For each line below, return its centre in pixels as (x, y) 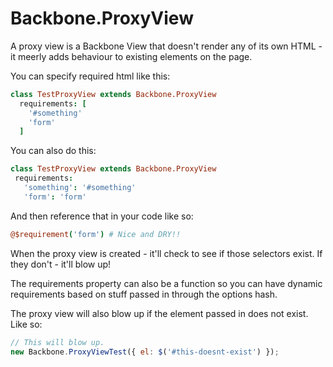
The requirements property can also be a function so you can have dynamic (166, 283)
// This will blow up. (57, 342)
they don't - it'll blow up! (61, 264)
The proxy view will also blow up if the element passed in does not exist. (159, 313)
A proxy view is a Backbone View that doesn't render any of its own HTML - (166, 46)
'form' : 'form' (55, 197)
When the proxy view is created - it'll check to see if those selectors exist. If (166, 253)
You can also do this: (53, 151)
